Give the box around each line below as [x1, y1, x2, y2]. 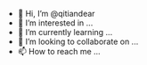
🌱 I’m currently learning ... [17, 27, 113, 37]
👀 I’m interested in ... [17, 18, 94, 28]
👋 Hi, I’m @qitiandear [17, 9, 95, 18]
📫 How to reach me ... [17, 47, 101, 56]
